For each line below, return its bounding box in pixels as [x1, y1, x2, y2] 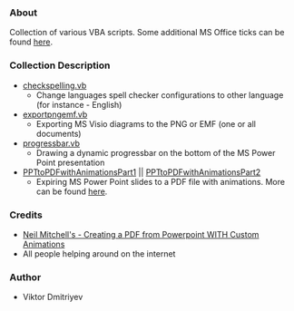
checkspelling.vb [22, 80, 87, 91]
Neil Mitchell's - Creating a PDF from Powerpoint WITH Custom [22, 228, 260, 239]
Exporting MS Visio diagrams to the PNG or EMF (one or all [35, 118, 257, 129]
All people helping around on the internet [22, 248, 176, 259]
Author [9, 270, 42, 283]
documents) [35, 128, 82, 139]
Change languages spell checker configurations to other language [35, 89, 284, 101]
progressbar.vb [22, 138, 80, 149]
